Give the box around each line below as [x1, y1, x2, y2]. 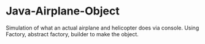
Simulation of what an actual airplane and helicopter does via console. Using [6, 24, 199, 31]
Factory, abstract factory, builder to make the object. [6, 30, 139, 37]
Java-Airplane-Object [6, 4, 120, 18]
